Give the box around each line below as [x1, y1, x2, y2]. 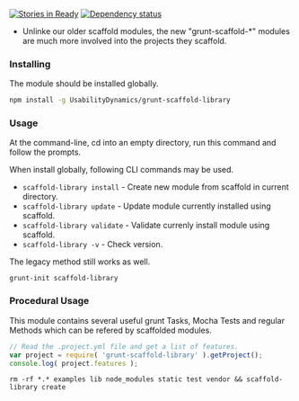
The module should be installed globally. [9, 78, 159, 89]
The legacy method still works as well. [9, 256, 151, 267]
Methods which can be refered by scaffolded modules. [9, 325, 213, 335]
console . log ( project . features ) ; [9, 359, 139, 368]
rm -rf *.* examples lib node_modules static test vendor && [9, 375, 243, 384]
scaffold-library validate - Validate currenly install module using [22, 220, 270, 231]
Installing [9, 58, 51, 70]
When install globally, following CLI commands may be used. [9, 165, 234, 175]
